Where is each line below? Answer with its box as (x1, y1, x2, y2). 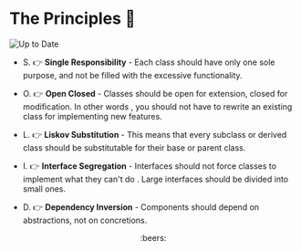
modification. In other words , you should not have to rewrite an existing (22, 100, 293, 112)
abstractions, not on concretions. (22, 214, 148, 225)
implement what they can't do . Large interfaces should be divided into (22, 173, 289, 184)
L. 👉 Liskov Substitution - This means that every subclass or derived (22, 129, 287, 140)
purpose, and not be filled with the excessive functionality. (22, 69, 244, 80)
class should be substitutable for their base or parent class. (22, 141, 246, 153)
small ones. (22, 183, 67, 194)
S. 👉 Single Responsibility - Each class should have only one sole (22, 57, 275, 68)
